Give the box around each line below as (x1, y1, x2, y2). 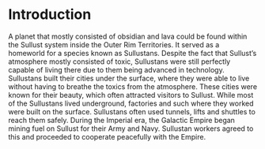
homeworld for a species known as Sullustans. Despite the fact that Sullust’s (8, 48, 257, 58)
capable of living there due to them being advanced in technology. (8, 65, 225, 74)
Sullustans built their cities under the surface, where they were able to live (8, 73, 250, 83)
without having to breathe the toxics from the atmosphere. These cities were (8, 81, 258, 91)
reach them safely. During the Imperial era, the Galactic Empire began (8, 115, 236, 125)
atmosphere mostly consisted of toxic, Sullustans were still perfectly (8, 57, 231, 66)
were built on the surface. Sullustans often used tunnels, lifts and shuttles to (8, 106, 256, 116)
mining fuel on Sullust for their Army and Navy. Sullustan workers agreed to (8, 124, 254, 133)
